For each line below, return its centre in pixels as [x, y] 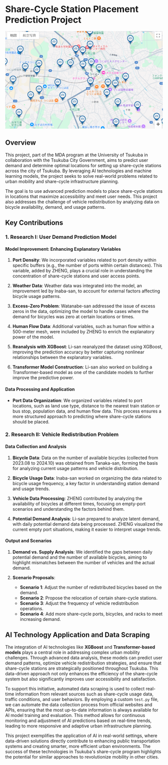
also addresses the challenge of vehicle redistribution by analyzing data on [82, 202]
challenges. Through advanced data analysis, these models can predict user [84, 657]
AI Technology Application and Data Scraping [77, 635]
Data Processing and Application [40, 389]
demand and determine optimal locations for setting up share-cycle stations [83, 165]
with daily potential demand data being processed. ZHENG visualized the [87, 524]
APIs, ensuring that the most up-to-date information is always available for [82, 710]
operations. [31, 608]
